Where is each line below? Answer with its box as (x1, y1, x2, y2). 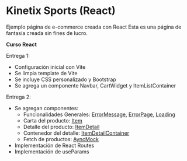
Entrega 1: (6, 52, 30, 59)
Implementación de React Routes (14, 142, 95, 149)
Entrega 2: (6, 93, 31, 100)
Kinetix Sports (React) (6, 4, 116, 17)
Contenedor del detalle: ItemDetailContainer (23, 129, 130, 136)
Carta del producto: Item (23, 117, 83, 124)
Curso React (6, 41, 37, 48)
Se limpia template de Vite (14, 69, 78, 76)
